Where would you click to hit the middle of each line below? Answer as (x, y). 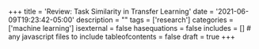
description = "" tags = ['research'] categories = (155, 20)
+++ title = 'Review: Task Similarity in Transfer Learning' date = (111, 11)
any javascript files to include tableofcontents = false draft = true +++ (122, 36)
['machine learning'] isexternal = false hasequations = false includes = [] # (130, 28)
